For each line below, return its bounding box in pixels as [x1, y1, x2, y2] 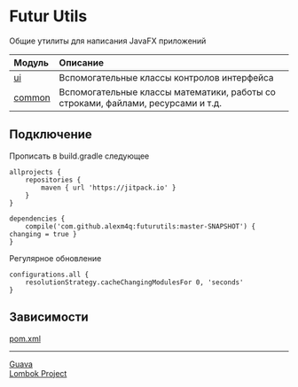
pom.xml [9, 333, 42, 344]
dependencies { [9, 214, 66, 223]
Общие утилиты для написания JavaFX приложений [9, 35, 207, 46]
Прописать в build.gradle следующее [9, 151, 150, 161]
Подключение [9, 127, 93, 143]
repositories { [25, 175, 82, 184]
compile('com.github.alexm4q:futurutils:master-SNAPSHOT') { [25, 221, 255, 231]
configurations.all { [9, 270, 90, 279]
